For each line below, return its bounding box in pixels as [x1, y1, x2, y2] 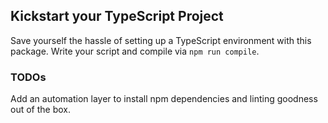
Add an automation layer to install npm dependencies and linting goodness [10, 93, 318, 105]
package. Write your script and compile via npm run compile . [10, 45, 260, 57]
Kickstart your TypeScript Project [10, 8, 224, 25]
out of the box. [10, 104, 71, 116]
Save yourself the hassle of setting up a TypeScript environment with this [10, 34, 312, 46]
